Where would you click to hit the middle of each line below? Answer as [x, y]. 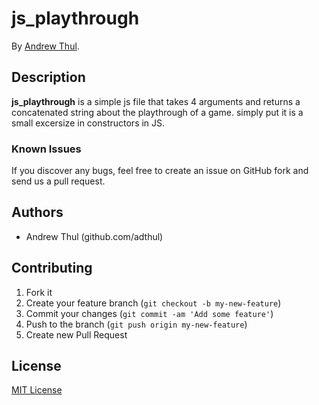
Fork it [39, 292]
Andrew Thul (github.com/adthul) [94, 236]
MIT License [37, 390]
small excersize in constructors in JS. [88, 123]
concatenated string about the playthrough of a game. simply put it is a [157, 112]
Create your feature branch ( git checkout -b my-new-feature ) [153, 303]
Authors [37, 212]
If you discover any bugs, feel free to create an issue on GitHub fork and [160, 171]
